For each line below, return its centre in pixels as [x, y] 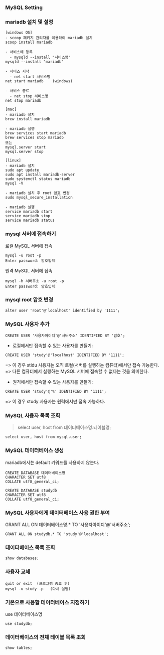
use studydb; [19, 623]
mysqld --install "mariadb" [35, 62]
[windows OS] [19, 33]
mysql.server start [26, 147]
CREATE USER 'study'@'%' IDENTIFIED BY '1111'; [56, 392]
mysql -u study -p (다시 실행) [38, 589]
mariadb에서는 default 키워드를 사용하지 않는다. [52, 462]
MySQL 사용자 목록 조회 [33, 416]
